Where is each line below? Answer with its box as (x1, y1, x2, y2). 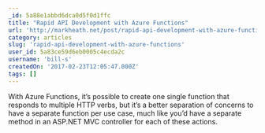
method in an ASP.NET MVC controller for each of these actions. (8, 116, 218, 126)
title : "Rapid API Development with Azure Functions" (8, 19, 189, 27)
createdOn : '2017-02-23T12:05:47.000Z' (8, 63, 140, 71)
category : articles (8, 33, 73, 42)
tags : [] (8, 70, 37, 78)
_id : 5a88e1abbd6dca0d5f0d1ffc (8, 11, 111, 20)
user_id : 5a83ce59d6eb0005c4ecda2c (8, 48, 125, 56)
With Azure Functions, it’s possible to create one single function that (8, 91, 230, 101)
